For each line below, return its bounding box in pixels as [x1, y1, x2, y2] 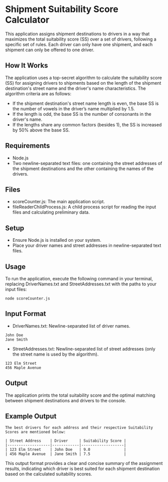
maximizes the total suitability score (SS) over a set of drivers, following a [5, 36, 156, 42]
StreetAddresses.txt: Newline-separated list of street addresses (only [12, 346, 156, 352]
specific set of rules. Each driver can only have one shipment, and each [5, 41, 153, 47]
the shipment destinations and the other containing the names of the [12, 166, 154, 172]
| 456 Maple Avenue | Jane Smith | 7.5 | [5, 451, 126, 457]
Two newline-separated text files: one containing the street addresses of [12, 160, 162, 166]
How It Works [5, 61, 48, 70]
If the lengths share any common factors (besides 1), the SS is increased [12, 121, 162, 127]
